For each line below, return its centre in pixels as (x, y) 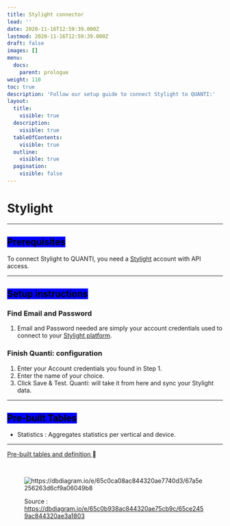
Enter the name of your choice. (61, 375)
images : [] (23, 51)
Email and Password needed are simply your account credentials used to (119, 328)
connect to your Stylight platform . (64, 335)
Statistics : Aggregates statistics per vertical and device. (96, 435)
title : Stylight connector (46, 14)
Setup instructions (48, 294)
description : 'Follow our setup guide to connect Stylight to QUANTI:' (111, 94)
